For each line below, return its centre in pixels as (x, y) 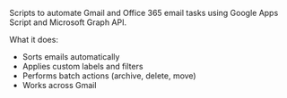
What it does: (34, 40)
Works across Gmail (59, 85)
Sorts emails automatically (71, 57)
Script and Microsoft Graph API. (68, 22)
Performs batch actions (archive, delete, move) (109, 76)
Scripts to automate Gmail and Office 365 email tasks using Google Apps (144, 13)
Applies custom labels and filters (83, 66)
